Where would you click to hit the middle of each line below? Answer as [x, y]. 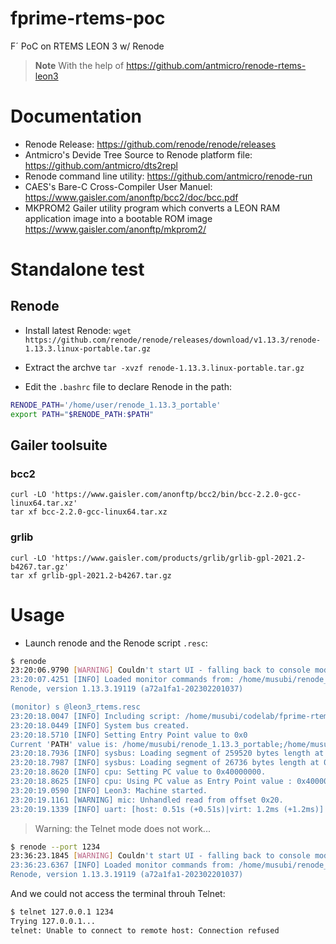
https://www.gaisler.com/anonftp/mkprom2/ [115, 229]
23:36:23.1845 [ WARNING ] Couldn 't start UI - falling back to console [160, 856]
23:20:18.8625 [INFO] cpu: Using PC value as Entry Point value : [151, 782]
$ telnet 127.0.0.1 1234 [62, 912]
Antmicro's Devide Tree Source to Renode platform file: [138, 154]
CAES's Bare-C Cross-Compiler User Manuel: [118, 186]
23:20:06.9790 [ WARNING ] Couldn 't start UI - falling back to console [160, 670]
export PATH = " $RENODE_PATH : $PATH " [82, 414]
